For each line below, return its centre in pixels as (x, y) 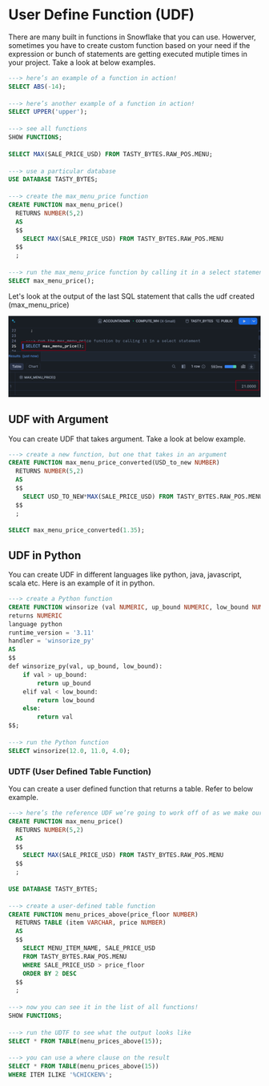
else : (32, 709)
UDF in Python (45, 555)
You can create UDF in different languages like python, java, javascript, (125, 575)
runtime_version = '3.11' (51, 633)
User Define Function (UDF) (101, 15)
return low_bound (66, 700)
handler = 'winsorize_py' (51, 641)
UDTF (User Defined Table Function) (80, 771)
